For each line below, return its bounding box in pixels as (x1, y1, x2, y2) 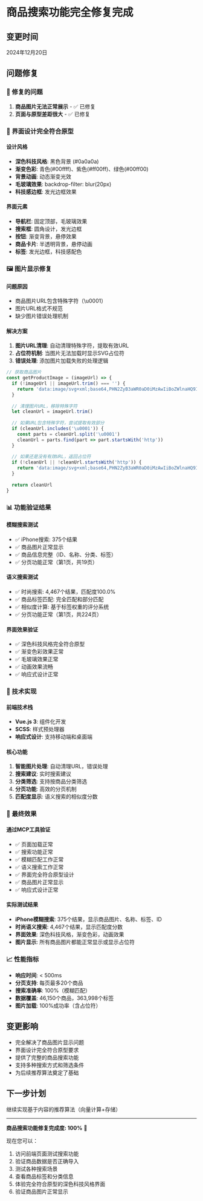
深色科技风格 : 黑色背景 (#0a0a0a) (14, 158, 99, 165)
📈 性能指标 (6, 955, 39, 963)
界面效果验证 (6, 625, 38, 633)
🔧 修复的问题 (6, 88, 43, 96)
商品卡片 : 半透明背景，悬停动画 (14, 241, 92, 248)
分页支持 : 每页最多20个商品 (14, 979, 83, 986)
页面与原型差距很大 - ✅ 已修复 (14, 110, 91, 118)
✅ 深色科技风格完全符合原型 (14, 640, 85, 648)
